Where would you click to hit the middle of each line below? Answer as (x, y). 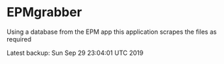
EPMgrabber (44, 12)
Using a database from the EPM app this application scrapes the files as (112, 32)
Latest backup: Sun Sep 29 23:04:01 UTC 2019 (75, 53)
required (19, 39)
